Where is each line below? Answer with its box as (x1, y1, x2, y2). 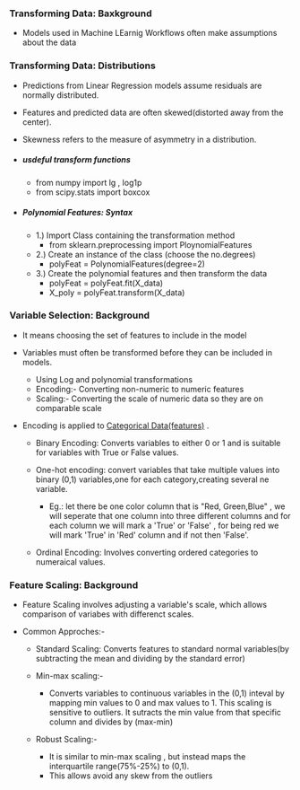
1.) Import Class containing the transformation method (35, 230, 236, 241)
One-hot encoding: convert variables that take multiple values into (35, 464, 280, 475)
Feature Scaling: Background (9, 578, 139, 591)
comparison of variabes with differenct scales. (21, 609, 194, 619)
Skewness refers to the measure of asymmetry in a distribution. (21, 134, 257, 145)
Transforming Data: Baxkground (9, 7, 152, 20)
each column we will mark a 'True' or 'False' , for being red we (48, 520, 279, 531)
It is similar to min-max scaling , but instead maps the (48, 751, 246, 762)
